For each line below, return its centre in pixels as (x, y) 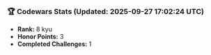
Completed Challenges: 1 (54, 44)
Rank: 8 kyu (34, 29)
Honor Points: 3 (40, 37)
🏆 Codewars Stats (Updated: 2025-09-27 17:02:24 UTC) (105, 11)
